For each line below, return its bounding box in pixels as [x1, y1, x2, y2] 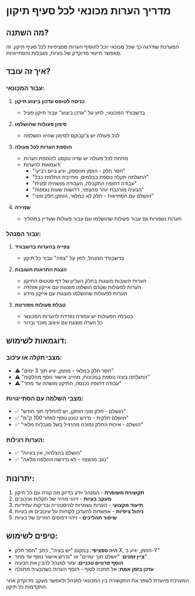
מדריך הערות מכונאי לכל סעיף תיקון [6, 4, 172, 18]
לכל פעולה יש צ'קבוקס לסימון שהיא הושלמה [23, 131, 120, 139]
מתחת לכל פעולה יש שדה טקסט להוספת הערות [23, 154, 129, 161]
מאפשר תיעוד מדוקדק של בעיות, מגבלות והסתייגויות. [6, 49, 122, 57]
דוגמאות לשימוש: [6, 336, 67, 346]
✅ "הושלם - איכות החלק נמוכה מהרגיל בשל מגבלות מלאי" [14, 420, 143, 428]
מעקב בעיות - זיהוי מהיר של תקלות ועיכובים [14, 495, 112, 502]
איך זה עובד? [6, 67, 51, 77]
